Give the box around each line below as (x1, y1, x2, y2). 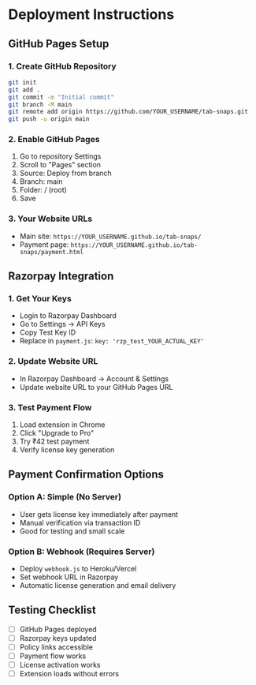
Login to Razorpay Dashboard (19, 311, 117, 320)
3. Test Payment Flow (8, 402, 92, 413)
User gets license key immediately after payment (19, 509, 179, 518)
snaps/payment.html (19, 248, 84, 256)
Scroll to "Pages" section (19, 160, 101, 170)
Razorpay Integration (8, 270, 114, 283)
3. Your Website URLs (8, 213, 93, 224)
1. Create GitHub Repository (8, 61, 117, 72)
